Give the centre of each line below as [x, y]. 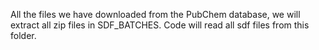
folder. [23, 35]
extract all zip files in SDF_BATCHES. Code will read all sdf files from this [160, 25]
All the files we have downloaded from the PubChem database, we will [155, 14]
